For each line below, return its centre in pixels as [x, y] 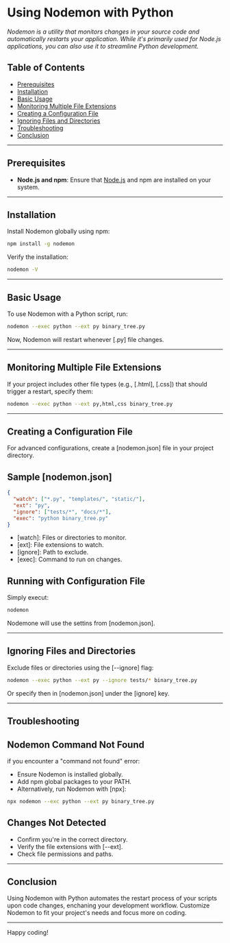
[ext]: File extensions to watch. [60, 545]
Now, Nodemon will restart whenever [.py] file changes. [86, 339]
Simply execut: [28, 598]
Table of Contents [46, 68]
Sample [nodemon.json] [60, 477]
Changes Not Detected [57, 823]
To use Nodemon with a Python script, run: [67, 314]
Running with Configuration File [76, 581]
